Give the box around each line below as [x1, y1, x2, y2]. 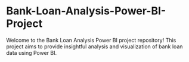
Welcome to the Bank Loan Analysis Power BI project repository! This [6, 36, 176, 44]
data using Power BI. [6, 49, 57, 56]
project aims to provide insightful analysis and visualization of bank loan [6, 43, 183, 50]
